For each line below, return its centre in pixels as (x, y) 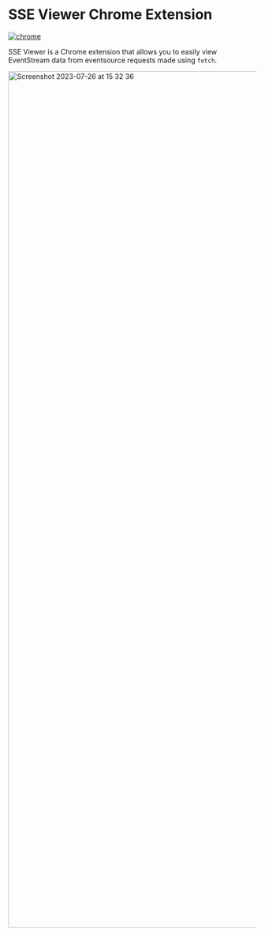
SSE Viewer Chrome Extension (110, 15)
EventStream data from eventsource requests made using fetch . (113, 60)
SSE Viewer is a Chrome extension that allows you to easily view (113, 51)
